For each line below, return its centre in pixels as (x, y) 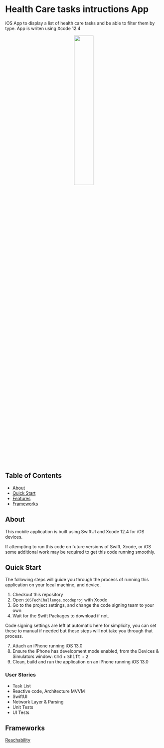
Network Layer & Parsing (38, 701)
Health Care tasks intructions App (77, 9)
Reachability (18, 740)
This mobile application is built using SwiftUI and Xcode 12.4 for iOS (75, 531)
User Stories (21, 675)
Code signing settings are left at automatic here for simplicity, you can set (81, 626)
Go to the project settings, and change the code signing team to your (83, 605)
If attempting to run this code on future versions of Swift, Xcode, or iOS (78, 546)
